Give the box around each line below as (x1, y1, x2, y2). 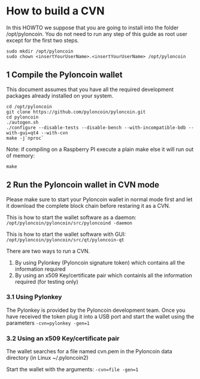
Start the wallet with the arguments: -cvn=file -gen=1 (6, 366, 139, 373)
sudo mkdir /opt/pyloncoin (6, 48, 74, 54)
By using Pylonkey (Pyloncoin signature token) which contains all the (14, 259, 185, 266)
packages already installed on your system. (6, 92, 114, 99)
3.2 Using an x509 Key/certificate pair (6, 334, 120, 342)
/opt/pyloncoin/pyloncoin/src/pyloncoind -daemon (6, 220, 133, 226)
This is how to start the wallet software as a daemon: (6, 214, 137, 221)
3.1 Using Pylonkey (6, 293, 62, 301)
